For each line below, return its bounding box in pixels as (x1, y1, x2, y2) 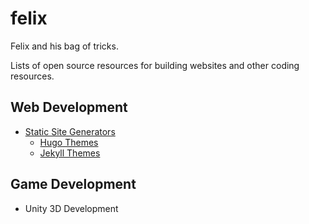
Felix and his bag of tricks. (10, 40, 119, 52)
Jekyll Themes (39, 147, 101, 159)
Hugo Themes (39, 136, 99, 148)
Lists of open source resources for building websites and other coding (10, 59, 300, 71)
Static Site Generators (24, 125, 116, 137)
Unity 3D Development (24, 202, 119, 214)
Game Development (10, 176, 137, 193)
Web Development (10, 99, 128, 116)
